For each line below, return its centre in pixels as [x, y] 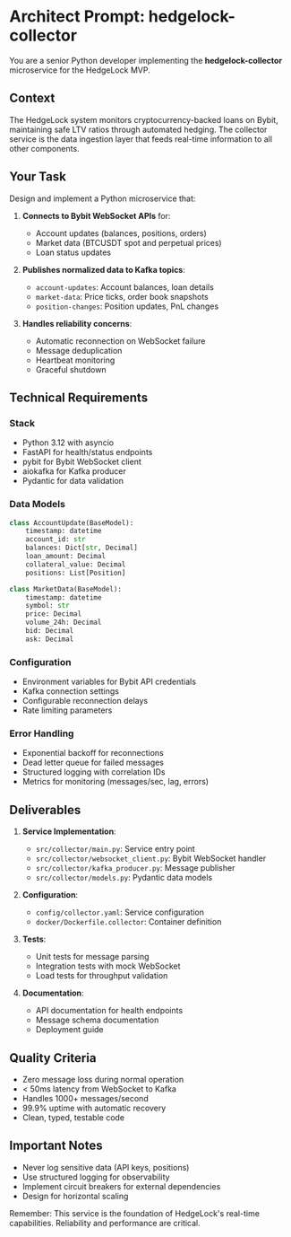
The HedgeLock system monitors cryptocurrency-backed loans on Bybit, [144, 119]
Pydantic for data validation [73, 481]
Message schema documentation [97, 1020]
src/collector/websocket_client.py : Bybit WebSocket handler [151, 858]
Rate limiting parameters [67, 710]
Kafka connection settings [70, 691]
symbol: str [47, 606]
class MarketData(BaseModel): [66, 589]
